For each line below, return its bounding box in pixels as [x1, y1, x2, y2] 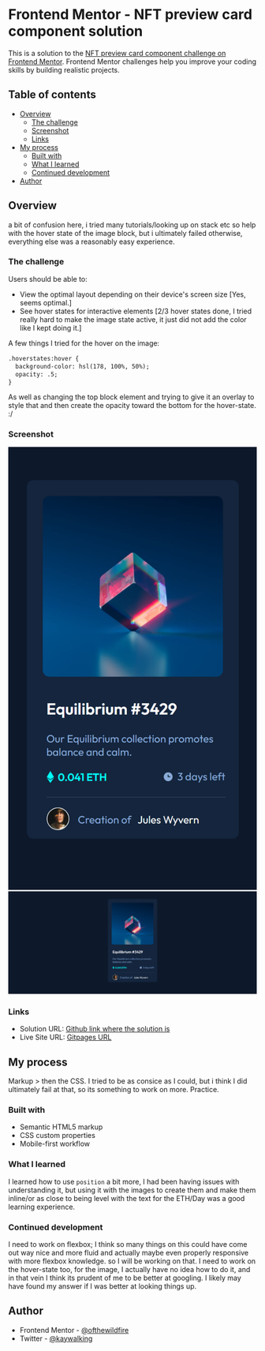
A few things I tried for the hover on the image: [8, 338, 160, 348]
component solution [8, 22, 144, 40]
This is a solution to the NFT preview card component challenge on [8, 48, 226, 58]
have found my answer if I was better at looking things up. [8, 1281, 197, 1291]
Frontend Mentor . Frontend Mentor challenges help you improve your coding [8, 57, 257, 66]
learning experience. [8, 1202, 76, 1211]
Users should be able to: [8, 274, 88, 283]
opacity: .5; [15, 370, 58, 378]
